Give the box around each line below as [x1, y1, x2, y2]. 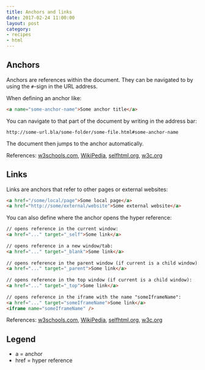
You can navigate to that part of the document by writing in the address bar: [6, 117, 197, 125]
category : [6, 26, 32, 32]
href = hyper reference [15, 357, 73, 364]
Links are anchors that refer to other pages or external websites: [6, 186, 168, 193]
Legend [6, 334, 36, 344]
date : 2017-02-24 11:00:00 [6, 15, 75, 21]
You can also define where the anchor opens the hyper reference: [6, 214, 172, 222]
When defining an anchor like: [6, 94, 82, 101]
